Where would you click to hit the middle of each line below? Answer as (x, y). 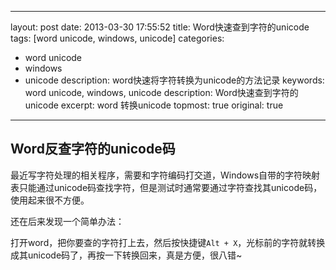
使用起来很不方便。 (50, 200)
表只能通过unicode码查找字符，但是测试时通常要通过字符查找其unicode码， (166, 187)
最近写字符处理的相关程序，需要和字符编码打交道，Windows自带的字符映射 (165, 175)
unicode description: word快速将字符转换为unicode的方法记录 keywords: (174, 80)
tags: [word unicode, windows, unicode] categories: (117, 38)
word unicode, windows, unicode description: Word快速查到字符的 (161, 92)
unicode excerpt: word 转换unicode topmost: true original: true (154, 105)
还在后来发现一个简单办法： (67, 221)
